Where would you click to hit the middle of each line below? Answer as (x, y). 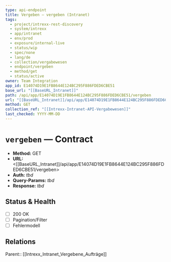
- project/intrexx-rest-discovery (46, 24)
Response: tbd (28, 186)
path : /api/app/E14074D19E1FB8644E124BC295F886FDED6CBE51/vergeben (78, 95)
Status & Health (31, 202)
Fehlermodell (26, 225)
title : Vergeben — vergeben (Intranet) (48, 15)
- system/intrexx (28, 29)
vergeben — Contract (49, 139)
